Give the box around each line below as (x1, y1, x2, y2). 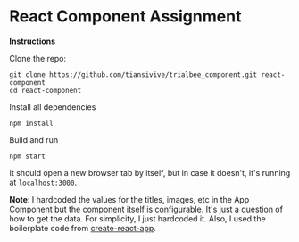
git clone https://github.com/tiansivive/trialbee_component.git (9, 70, 257, 79)
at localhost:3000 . (9, 177, 78, 188)
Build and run (9, 134, 59, 145)
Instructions (9, 36, 56, 46)
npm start (9, 152, 46, 161)
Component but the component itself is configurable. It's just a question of (9, 204, 284, 214)
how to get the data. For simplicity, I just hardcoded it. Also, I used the (9, 213, 266, 224)
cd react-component (9, 86, 82, 95)
